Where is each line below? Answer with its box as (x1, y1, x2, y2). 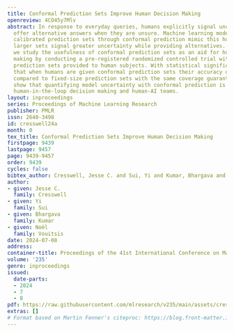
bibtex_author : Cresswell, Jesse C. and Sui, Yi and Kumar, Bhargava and (7, 172, 226, 179)
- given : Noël (7, 223, 49, 230)
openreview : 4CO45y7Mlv (7, 17, 77, 24)
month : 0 (7, 127, 33, 134)
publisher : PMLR (7, 107, 54, 114)
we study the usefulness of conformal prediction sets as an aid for (13, 49, 219, 56)
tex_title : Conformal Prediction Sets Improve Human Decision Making (7, 133, 214, 140)
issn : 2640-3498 (7, 113, 54, 120)
